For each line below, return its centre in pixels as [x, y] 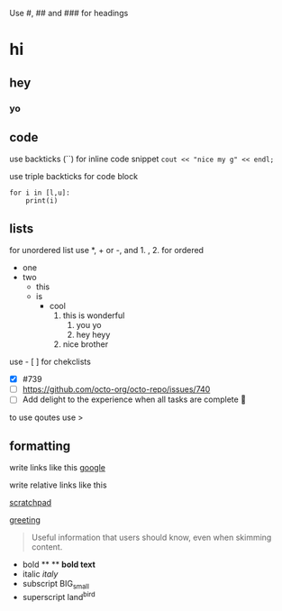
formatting [40, 446]
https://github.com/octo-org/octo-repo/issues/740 [116, 389]
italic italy [40, 574]
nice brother [86, 344]
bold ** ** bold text [59, 565]
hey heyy [93, 335]
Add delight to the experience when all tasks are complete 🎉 [134, 399]
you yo [89, 325]
